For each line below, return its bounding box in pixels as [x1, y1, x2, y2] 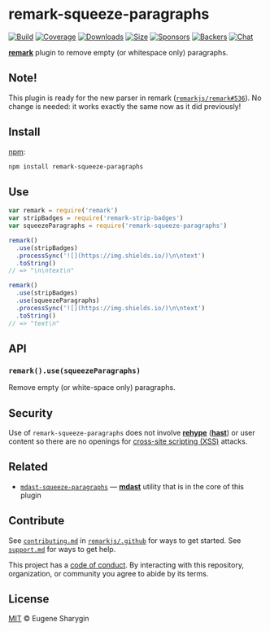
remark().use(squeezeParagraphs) [8, 366, 141, 375]
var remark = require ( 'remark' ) [8, 207, 118, 215]
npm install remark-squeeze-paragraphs [8, 162, 144, 171]
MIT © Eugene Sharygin [8, 614, 89, 624]
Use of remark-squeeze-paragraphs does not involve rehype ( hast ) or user [8, 428, 255, 437]
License [8, 592, 50, 607]
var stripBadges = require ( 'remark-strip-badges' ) [8, 214, 184, 222]
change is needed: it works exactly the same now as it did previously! [8, 101, 242, 111]
